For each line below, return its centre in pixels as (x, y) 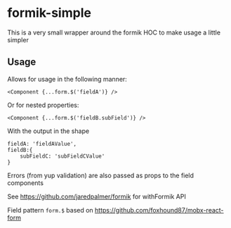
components (26, 183)
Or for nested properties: (43, 105)
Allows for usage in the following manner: (67, 79)
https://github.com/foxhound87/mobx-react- (159, 210)
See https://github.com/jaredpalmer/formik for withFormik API (97, 196)
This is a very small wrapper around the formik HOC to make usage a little (114, 32)
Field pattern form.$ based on (50, 210)
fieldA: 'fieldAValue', (42, 144)
